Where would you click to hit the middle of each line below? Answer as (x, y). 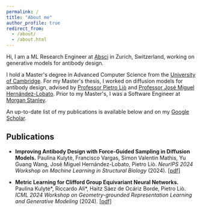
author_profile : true (33, 23)
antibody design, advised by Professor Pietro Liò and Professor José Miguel (100, 87)
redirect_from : (25, 28)
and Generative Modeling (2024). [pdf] (63, 201)
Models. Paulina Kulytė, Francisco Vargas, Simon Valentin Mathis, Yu (100, 158)
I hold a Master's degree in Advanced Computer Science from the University (101, 75)
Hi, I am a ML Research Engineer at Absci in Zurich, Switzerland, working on (100, 57)
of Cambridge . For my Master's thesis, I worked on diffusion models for (95, 81)
